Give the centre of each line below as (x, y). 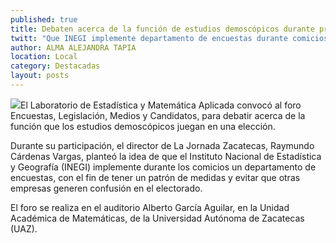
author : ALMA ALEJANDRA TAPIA (73, 47)
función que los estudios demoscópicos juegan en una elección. (143, 126)
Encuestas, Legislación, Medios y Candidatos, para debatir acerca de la (158, 115)
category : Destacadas (55, 66)
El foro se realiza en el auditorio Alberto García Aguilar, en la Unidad (150, 207)
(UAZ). (24, 228)
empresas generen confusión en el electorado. (106, 188)
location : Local (44, 57)
